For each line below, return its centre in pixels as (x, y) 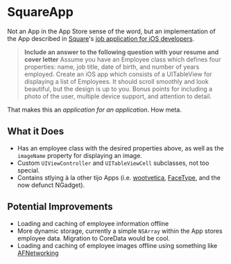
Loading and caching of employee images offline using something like (117, 245)
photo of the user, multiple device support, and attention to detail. (118, 96)
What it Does (36, 131)
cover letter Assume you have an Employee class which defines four (122, 59)
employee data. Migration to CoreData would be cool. (94, 238)
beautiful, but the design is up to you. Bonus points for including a (118, 89)
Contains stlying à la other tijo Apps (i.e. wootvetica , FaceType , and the (119, 177)
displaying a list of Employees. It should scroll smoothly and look (117, 81)
